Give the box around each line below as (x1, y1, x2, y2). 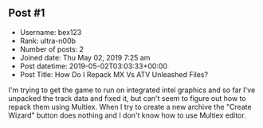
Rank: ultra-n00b (19, 36, 77, 45)
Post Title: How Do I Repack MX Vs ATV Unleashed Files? (19, 69, 209, 79)
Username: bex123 (19, 27, 82, 37)
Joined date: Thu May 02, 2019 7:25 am (19, 52, 151, 62)
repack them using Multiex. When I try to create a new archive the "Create (8, 102, 253, 111)
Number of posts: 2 (19, 44, 84, 54)
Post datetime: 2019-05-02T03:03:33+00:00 (19, 61, 168, 71)
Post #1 (8, 6, 45, 20)
